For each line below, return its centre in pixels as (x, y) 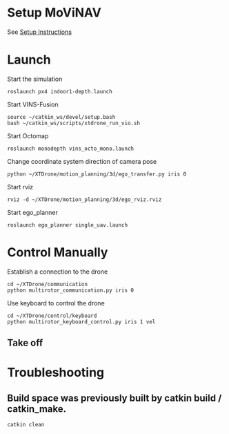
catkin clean (26, 425)
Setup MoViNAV (54, 13)
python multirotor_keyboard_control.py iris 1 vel (81, 322)
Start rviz (20, 187)
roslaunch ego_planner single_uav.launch (68, 225)
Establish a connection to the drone (58, 272)
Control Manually (58, 253)
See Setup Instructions (40, 32)
